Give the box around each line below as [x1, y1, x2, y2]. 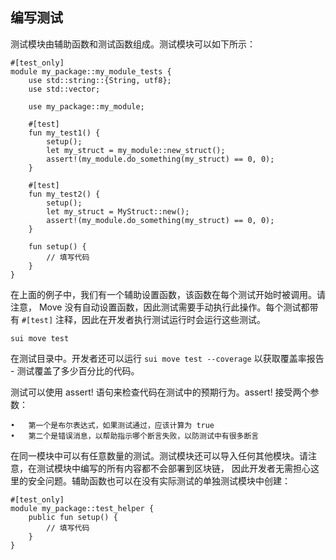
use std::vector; [28, 84, 101, 94]
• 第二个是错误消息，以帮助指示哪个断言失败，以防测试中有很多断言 [10, 431, 260, 441]
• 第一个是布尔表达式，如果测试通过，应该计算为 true [10, 420, 215, 430]
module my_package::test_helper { [10, 503, 155, 513]
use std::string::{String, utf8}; [28, 75, 172, 85]
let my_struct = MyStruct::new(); [46, 206, 190, 217]
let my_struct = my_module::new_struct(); [46, 145, 226, 155]
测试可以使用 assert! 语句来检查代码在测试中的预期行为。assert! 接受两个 [10, 386, 311, 398]
